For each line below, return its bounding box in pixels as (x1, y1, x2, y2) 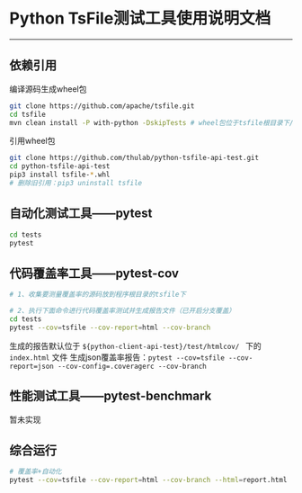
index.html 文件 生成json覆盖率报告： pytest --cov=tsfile (9, 352, 225, 363)
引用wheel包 (9, 136, 56, 147)
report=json (9, 362, 54, 371)
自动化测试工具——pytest (9, 206, 153, 221)
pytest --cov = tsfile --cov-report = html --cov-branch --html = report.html (9, 476, 288, 485)
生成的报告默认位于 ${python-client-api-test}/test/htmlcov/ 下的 (9, 340, 262, 351)
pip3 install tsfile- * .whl (9, 170, 111, 180)
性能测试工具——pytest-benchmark (9, 389, 212, 404)
